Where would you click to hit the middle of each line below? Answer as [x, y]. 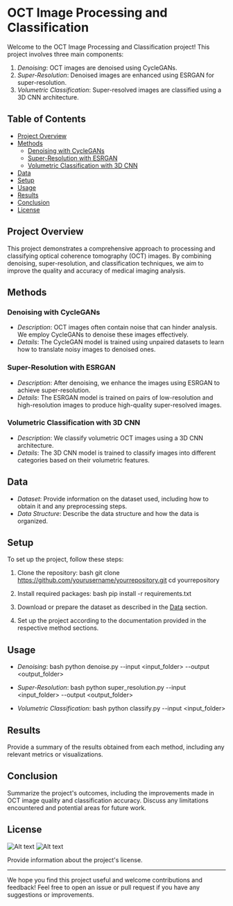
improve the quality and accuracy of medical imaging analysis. [96, 270]
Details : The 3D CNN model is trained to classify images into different [116, 453]
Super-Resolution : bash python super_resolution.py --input [101, 688]
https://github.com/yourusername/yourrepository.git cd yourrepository [118, 580]
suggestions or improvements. [51, 894]
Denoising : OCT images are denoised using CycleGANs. [97, 67]
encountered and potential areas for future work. [77, 807]
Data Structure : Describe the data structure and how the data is [108, 513]
